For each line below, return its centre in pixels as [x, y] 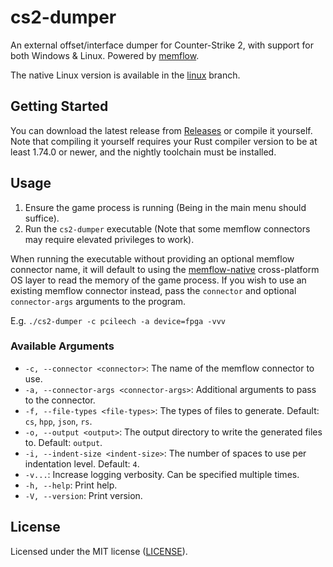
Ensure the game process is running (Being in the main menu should [165, 207]
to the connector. [60, 400]
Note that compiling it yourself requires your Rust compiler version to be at [164, 141]
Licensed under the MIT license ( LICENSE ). [99, 551]
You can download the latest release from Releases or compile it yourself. [161, 130]
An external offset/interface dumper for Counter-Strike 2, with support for [162, 45]
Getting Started [59, 106]
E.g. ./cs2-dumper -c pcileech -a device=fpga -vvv [118, 320]
